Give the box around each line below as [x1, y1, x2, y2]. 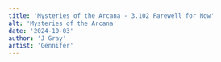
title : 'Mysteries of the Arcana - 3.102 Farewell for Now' [8, 11, 215, 20]
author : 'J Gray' [8, 34, 67, 43]
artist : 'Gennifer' [8, 42, 74, 50]
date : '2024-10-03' [8, 27, 74, 35]
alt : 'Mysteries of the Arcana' [8, 19, 117, 27]
